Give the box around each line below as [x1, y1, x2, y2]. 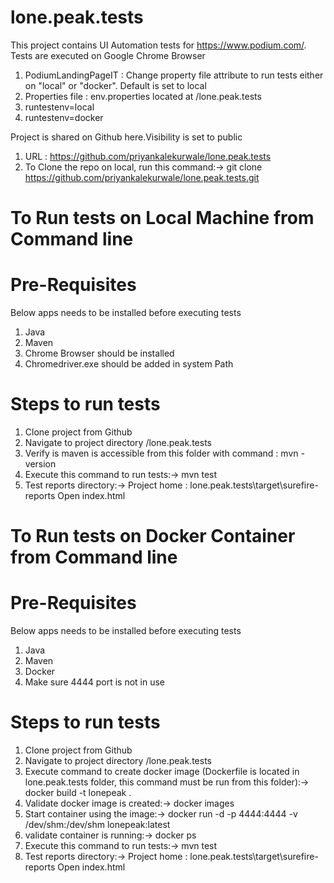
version [24, 458, 57, 470]
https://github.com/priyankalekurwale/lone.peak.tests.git [24, 171, 260, 183]
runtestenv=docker [24, 111, 104, 123]
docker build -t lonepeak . [24, 787, 132, 799]
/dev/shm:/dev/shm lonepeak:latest [24, 819, 171, 831]
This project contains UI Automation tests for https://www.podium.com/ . [10, 39, 307, 51]
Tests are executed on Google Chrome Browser [10, 49, 206, 61]
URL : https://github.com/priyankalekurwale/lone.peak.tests [24, 150, 272, 162]
